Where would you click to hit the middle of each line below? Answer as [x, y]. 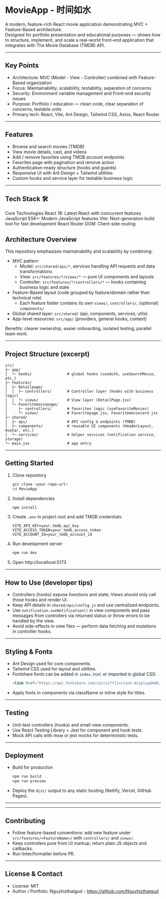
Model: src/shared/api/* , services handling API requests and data [87, 266]
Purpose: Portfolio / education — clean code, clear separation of [78, 104]
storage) [14, 439]
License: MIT [25, 886]
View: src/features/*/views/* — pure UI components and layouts [87, 277]
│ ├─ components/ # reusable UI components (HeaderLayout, [79, 426]
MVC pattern [25, 261]
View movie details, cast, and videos [49, 152]
